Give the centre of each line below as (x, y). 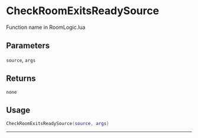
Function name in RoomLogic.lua (46, 27)
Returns (21, 79)
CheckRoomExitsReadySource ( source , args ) (58, 124)
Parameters (28, 46)
